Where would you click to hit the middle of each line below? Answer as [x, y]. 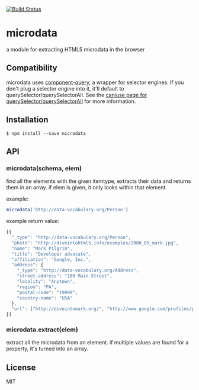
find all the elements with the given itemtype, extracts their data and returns [99, 181]
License [21, 367]
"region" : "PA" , [37, 287]
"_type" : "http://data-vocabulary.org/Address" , [78, 270]
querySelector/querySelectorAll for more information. [71, 101]
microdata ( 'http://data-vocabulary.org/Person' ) [67, 210]
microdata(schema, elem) [44, 168]
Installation [27, 120]
